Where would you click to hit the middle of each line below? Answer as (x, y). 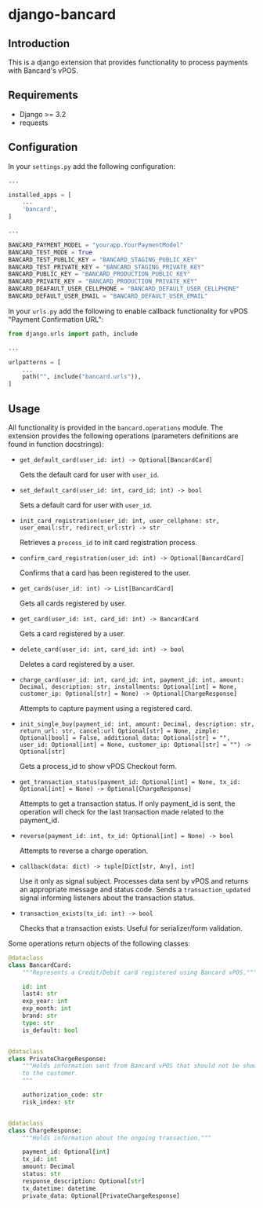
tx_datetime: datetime (59, 1188)
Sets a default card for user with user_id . (86, 505)
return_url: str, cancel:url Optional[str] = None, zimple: (119, 731)
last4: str (40, 994)
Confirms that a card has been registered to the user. (105, 573)
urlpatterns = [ (34, 362)
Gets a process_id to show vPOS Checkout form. (98, 766)
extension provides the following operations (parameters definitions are (123, 436)
